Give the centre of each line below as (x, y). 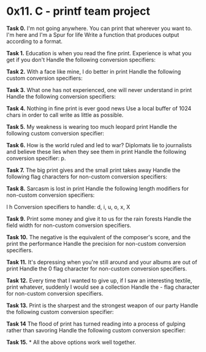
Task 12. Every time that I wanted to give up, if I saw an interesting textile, (99, 280)
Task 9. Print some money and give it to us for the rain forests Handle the (99, 218)
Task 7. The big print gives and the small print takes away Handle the (93, 170)
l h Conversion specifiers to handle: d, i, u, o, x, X (68, 207)
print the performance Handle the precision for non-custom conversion (96, 243)
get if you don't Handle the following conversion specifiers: (81, 59)
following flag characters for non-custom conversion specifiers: (87, 177)
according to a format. (35, 41)
